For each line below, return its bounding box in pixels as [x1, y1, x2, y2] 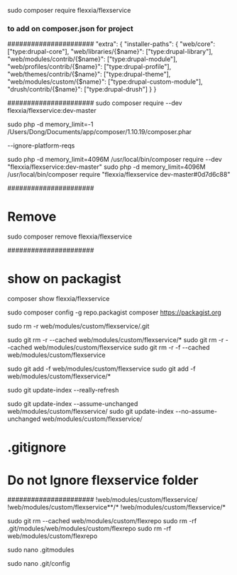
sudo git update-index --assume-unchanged [7, 400, 138, 408]
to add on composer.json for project [7, 23, 133, 33]
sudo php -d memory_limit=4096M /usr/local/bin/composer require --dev [7, 155, 222, 164]
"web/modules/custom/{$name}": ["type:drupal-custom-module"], [7, 77, 204, 86]
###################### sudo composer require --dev [7, 99, 182, 107]
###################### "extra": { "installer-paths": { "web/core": [7, 40, 216, 48]
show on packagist [7, 271, 121, 287]
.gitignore [7, 439, 67, 456]
